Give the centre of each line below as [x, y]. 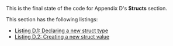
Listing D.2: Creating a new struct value [62, 37]
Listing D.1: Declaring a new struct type [61, 30]
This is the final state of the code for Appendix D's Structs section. [87, 8]
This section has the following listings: [52, 19]
